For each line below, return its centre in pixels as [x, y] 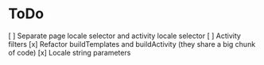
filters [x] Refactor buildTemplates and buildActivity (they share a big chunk [132, 44]
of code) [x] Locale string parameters [70, 52]
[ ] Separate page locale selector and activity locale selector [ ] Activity [124, 36]
